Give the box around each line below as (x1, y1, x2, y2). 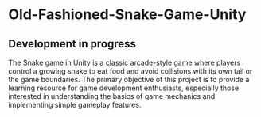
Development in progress (8, 37, 137, 51)
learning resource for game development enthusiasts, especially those (8, 83, 240, 92)
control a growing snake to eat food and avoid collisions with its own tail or (8, 66, 253, 76)
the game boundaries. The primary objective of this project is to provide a (8, 75, 250, 84)
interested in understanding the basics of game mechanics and (8, 92, 216, 100)
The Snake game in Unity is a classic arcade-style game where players (8, 58, 241, 67)
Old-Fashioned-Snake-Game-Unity (8, 6, 247, 24)
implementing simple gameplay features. (8, 100, 142, 109)
